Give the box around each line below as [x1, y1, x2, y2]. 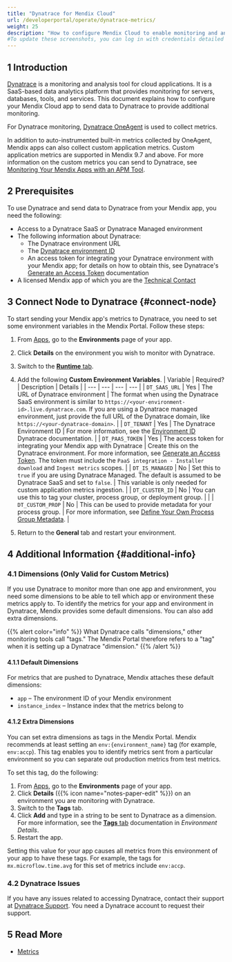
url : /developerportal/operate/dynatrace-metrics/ [7, 17, 156, 24]
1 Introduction [7, 62, 68, 73]
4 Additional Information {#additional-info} [7, 548, 196, 560]
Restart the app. [17, 833, 64, 841]
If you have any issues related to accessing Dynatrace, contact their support [7, 894, 224, 903]
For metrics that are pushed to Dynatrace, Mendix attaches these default [7, 674, 214, 682]
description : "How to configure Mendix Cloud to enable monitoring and [7, 29, 217, 37]
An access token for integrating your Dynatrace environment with [27, 254, 214, 262]
